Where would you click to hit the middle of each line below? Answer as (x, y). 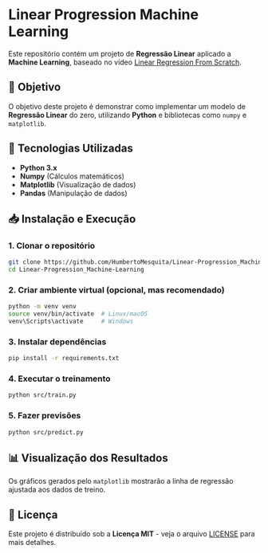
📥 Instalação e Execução (72, 219)
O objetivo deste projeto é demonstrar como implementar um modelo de (127, 106)
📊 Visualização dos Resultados (89, 458)
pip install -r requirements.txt (64, 359)
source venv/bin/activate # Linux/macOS (78, 314)
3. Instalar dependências (57, 342)
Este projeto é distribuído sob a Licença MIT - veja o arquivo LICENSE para (132, 534)
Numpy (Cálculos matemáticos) (72, 176)
